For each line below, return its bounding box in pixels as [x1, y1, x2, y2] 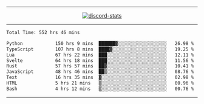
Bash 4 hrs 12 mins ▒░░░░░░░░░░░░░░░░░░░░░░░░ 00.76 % [6, 86, 194, 92]
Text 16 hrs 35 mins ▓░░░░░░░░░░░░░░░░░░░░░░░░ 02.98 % [6, 74, 194, 81]
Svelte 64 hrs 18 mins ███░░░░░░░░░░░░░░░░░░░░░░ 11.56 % [6, 57, 194, 64]
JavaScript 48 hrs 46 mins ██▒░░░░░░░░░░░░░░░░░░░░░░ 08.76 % [6, 69, 194, 75]
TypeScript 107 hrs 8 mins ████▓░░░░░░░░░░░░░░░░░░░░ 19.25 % [6, 46, 194, 52]
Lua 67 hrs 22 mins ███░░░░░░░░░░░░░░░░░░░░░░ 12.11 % [6, 52, 194, 58]
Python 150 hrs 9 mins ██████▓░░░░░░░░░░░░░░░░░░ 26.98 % [6, 40, 194, 46]
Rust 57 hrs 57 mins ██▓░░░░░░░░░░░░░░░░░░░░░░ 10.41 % [6, 63, 194, 69]
